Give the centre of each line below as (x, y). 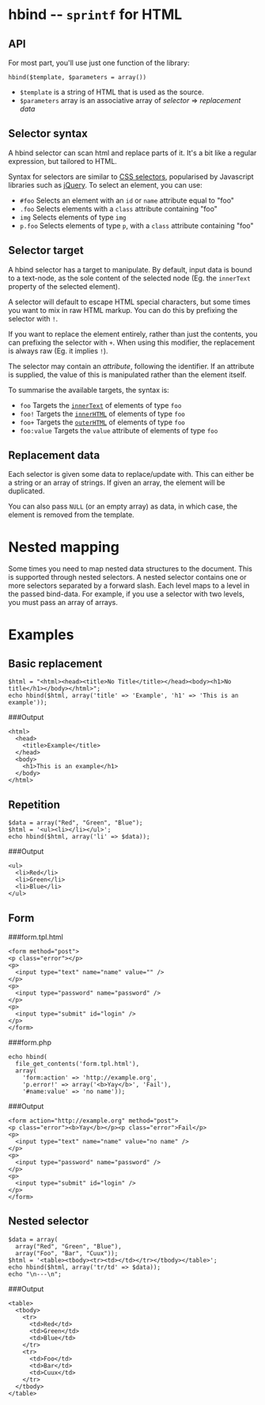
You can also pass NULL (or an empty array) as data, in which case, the (123, 506)
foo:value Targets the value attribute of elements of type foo (119, 430)
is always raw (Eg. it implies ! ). (58, 351)
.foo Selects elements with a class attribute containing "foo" (118, 208)
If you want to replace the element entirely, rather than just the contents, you (133, 333)
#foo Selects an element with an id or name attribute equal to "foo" (127, 200)
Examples (41, 634)
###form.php (30, 1042)
